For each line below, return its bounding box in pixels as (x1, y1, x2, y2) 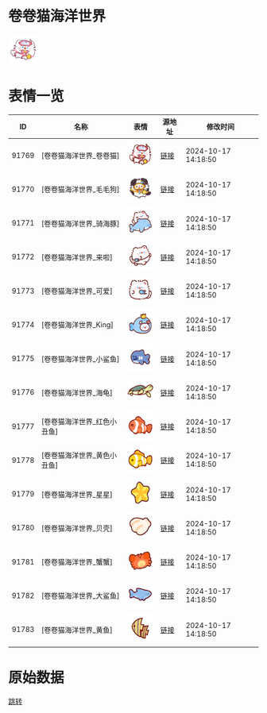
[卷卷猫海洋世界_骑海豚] (41, 218, 120, 228)
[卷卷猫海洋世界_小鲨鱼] (41, 354, 120, 364)
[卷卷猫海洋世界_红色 (41, 417, 110, 426)
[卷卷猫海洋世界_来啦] (41, 252, 113, 262)
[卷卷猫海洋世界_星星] (41, 489, 113, 499)
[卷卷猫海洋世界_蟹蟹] (41, 557, 113, 567)
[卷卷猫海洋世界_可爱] (41, 287, 113, 296)
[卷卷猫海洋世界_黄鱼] (41, 625, 113, 634)
